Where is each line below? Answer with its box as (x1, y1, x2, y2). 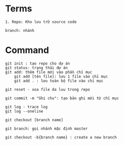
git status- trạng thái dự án (5, 65, 68, 70)
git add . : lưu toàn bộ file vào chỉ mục (14, 78, 104, 83)
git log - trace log (5, 104, 48, 109)
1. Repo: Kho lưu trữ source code (5, 19, 77, 24)
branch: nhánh (5, 28, 35, 33)
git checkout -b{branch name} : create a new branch (5, 135, 117, 140)
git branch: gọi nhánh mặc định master (5, 126, 88, 131)
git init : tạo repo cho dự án (5, 61, 70, 66)
